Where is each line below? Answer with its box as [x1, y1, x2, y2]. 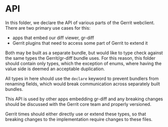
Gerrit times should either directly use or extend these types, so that [5, 111, 146, 117]
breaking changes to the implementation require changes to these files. [5, 116, 153, 122]
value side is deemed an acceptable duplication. [5, 66, 105, 72]
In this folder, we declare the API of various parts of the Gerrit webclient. [5, 20, 155, 26]
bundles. [5, 86, 24, 92]
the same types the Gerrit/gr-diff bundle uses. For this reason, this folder [5, 55, 155, 61]
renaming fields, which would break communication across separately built [5, 81, 160, 87]
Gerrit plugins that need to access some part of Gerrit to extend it [12, 40, 148, 46]
